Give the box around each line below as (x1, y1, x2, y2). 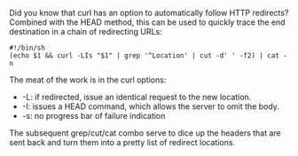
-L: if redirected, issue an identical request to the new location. (21, 92, 252, 102)
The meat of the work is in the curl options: (9, 74, 167, 85)
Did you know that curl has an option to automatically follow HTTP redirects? (9, 8, 289, 18)
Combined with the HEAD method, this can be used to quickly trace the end (9, 17, 286, 27)
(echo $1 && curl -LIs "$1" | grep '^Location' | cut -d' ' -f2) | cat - (9, 51, 288, 60)
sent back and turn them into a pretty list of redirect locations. (9, 137, 236, 147)
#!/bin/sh (9, 43, 46, 52)
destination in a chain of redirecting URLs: (9, 27, 162, 36)
